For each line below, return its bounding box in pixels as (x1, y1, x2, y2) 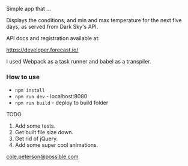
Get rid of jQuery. (14, 135, 58, 143)
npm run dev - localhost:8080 (14, 93, 88, 100)
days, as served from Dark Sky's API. (6, 23, 99, 30)
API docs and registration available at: (6, 35, 100, 41)
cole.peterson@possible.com (6, 153, 79, 161)
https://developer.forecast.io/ (6, 46, 79, 53)
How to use (6, 73, 40, 81)
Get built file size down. (14, 129, 74, 136)
